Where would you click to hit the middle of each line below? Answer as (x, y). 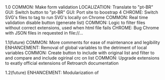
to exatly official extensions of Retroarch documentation (62, 63)
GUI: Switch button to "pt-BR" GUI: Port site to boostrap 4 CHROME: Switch (82, 12)
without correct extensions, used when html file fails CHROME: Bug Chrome (82, 28)
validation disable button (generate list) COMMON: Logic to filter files (75, 22)
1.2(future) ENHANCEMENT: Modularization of (52, 72)
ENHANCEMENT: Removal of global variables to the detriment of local (76, 48)
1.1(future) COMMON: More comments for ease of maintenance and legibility (82, 42)
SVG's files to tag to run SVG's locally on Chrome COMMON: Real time (77, 17)
